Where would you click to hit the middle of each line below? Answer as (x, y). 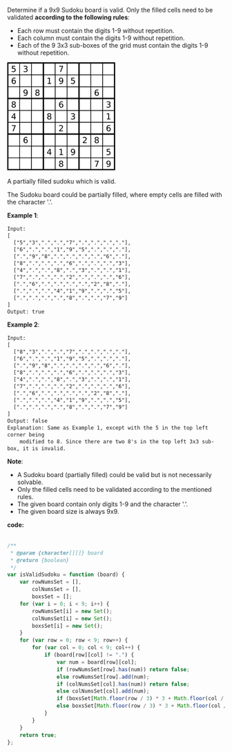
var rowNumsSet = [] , (50, 582)
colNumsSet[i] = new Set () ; (72, 618)
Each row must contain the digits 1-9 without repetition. (96, 31)
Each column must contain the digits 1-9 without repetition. (101, 38)
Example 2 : (23, 325)
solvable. (30, 482)
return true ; (38, 735)
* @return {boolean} (40, 560)
